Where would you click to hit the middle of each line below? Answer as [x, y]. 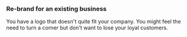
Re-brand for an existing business [56, 9]
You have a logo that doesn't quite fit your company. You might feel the [93, 22]
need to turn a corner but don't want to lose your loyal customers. [87, 28]
